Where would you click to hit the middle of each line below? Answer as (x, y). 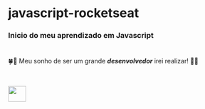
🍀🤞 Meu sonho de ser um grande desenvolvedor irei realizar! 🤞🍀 (103, 61)
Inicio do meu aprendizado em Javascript (81, 36)
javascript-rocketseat (74, 13)
